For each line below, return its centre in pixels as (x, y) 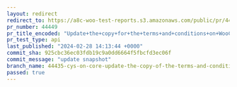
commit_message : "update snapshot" (59, 60)
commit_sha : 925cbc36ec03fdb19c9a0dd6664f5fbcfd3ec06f (89, 53)
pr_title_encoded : (34, 33)
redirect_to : (26, 20)
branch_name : (26, 66)
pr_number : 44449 (32, 27)
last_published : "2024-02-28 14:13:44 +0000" (75, 46)
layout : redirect (32, 14)
